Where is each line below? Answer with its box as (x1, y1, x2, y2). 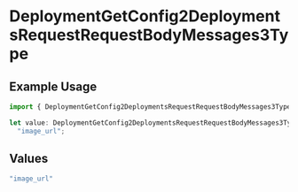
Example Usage (9, 79, 98, 94)
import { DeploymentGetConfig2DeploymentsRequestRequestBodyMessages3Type (9, 103, 292, 111)
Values (9, 151, 49, 166)
